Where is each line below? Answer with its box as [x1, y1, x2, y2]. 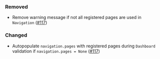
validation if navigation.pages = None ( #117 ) [12, 48, 100, 54]
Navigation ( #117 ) [12, 20, 47, 25]
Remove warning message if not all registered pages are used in [12, 15, 141, 20]
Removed [5, 3, 28, 10]
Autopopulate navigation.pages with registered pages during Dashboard [12, 43, 156, 49]
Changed [5, 32, 28, 39]
